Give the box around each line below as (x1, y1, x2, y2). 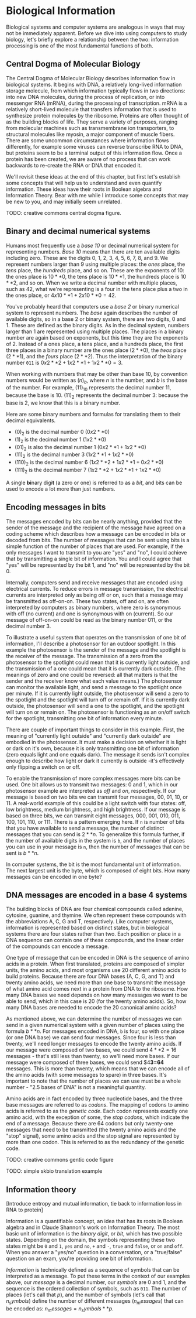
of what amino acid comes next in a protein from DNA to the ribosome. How (6, 985, 188, 992)
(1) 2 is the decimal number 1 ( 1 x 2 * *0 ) (14, 436, 107, 444)
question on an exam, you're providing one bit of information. (6, 1255, 153, 1262)
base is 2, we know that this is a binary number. (6, 399, 121, 406)
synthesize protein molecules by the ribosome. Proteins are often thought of (6, 112, 189, 119)
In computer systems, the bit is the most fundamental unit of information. (6, 861, 181, 868)
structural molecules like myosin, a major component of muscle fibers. (6, 131, 175, 138)
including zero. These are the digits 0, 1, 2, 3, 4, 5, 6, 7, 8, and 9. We (6, 254, 169, 261)
